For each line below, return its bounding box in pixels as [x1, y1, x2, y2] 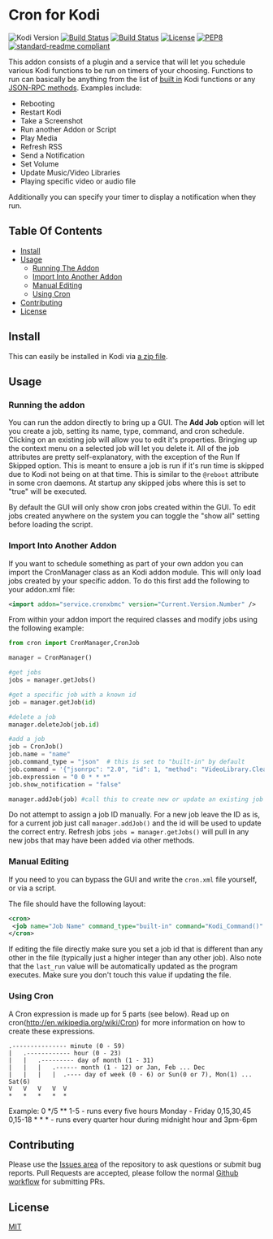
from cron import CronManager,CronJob [8, 639, 140, 648]
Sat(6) [8, 1077, 31, 1085]
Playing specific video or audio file [19, 176, 136, 186]
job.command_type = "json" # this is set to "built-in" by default [8, 758, 245, 766]
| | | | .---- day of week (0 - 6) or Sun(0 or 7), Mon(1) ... [8, 1070, 253, 1078]
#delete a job [8, 713, 57, 721]
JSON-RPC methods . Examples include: [8, 83, 142, 93]
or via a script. [8, 883, 57, 893]
